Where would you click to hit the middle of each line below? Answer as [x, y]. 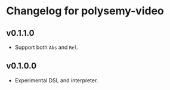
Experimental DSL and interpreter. [56, 80]
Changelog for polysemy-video [85, 11]
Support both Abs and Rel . [47, 47]
